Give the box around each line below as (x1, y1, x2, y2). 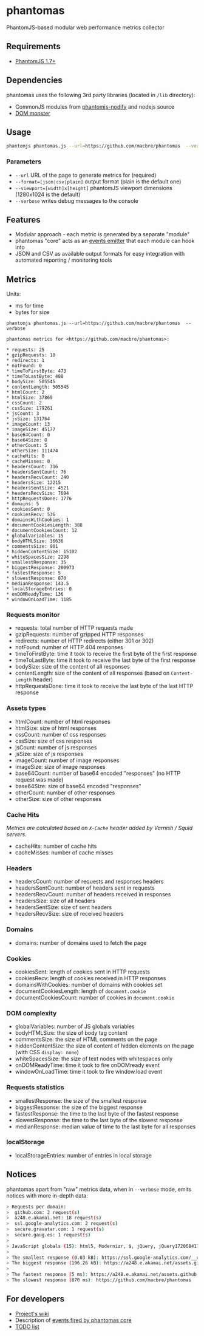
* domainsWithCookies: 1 (6, 517, 69, 523)
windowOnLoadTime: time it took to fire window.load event (15, 1068, 163, 1075)
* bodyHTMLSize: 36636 (6, 538, 64, 544)
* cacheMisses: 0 (6, 458, 50, 465)
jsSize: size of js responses (15, 750, 84, 757)
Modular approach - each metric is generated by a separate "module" (15, 231, 190, 238)
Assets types (6, 704, 47, 712)
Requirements (6, 41, 61, 52)
